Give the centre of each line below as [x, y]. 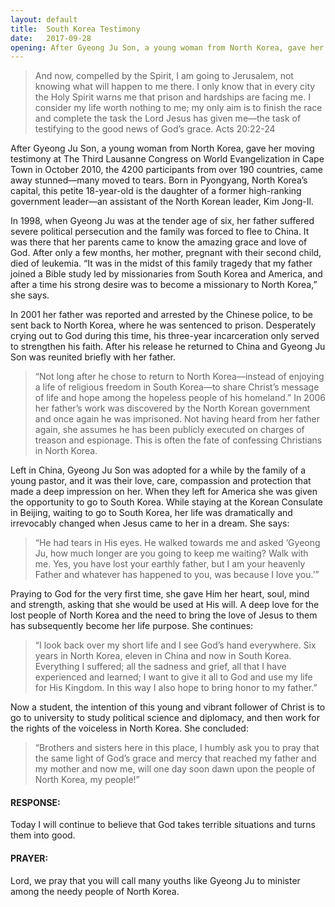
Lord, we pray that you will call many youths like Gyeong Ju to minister [155, 880]
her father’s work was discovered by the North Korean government [172, 408]
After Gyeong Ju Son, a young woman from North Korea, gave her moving [162, 148]
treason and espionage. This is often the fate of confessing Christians [178, 440]
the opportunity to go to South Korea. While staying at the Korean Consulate [167, 502]
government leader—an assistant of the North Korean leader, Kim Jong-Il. [162, 202]
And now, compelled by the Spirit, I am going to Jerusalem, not [164, 76]
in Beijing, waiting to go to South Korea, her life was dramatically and [151, 513]
